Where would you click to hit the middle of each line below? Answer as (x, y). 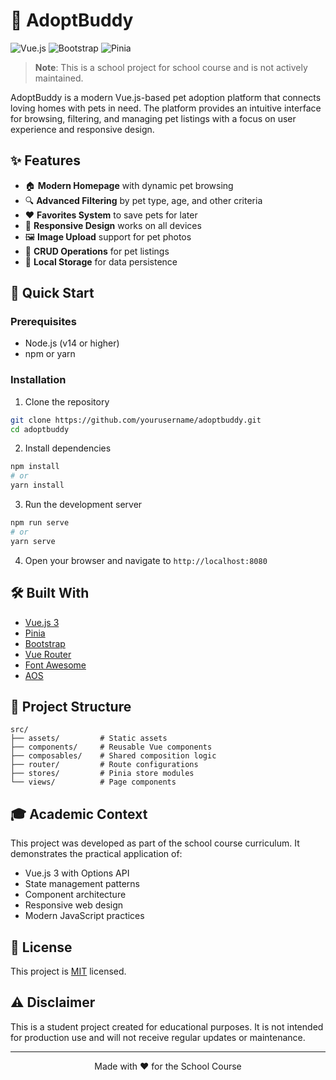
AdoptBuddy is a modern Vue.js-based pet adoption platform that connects (166, 97)
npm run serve (40, 523)
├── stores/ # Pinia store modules (102, 774)
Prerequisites (43, 322)
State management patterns (82, 884)
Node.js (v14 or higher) (72, 343)
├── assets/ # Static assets (89, 739)
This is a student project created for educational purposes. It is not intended (167, 1026)
